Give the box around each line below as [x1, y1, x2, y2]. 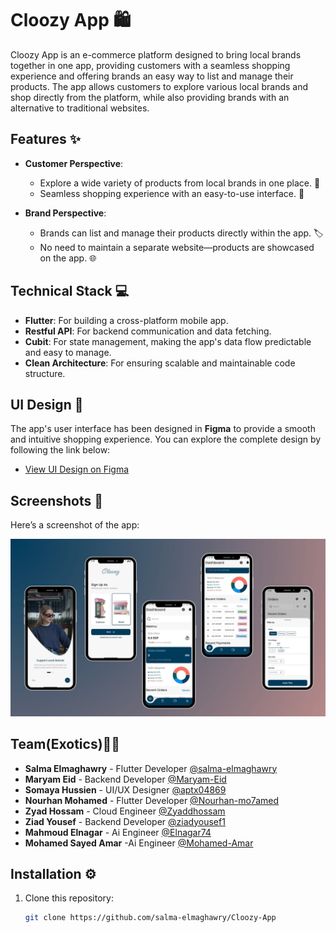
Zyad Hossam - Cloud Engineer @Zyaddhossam [24, 805, 226, 817]
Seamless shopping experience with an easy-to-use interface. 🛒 [39, 187, 305, 199]
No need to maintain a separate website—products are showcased [39, 241, 315, 253]
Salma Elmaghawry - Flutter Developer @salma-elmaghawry [24, 762, 278, 774]
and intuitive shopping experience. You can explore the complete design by [10, 433, 322, 446]
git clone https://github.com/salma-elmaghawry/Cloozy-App [24, 913, 277, 923]
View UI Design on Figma [24, 463, 130, 476]
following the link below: [10, 444, 111, 456]
